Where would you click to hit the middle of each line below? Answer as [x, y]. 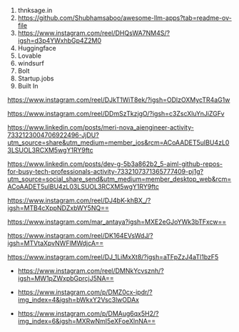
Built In [28, 86]
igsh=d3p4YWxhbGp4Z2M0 [60, 41]
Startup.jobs [36, 78]
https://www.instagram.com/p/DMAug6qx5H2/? [88, 313]
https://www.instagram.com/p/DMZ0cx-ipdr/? [85, 292]
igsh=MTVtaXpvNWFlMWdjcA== [56, 243]
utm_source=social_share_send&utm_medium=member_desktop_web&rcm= [119, 179]
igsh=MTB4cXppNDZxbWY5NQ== [58, 208]
